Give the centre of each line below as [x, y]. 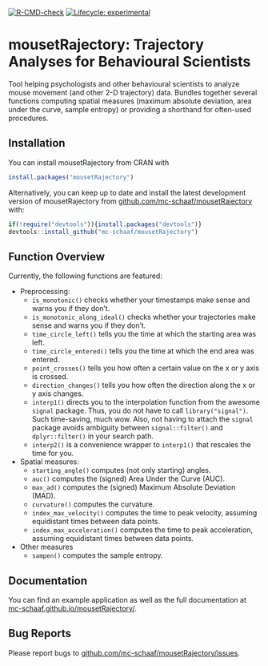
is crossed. [50, 377]
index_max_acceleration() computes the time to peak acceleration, [142, 530]
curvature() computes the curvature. [93, 504]
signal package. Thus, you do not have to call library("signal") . [140, 411]
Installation [37, 143]
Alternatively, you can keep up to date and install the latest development [127, 192]
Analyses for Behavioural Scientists [130, 62]
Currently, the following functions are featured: [85, 276]
